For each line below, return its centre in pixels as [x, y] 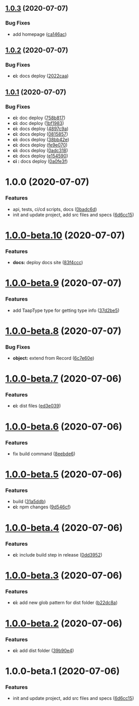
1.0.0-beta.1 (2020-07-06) [63, 671]
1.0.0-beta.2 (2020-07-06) [64, 623]
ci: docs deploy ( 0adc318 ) [40, 151]
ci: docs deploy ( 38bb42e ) [41, 140]
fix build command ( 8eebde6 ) [44, 454]
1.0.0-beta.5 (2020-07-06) [64, 474]
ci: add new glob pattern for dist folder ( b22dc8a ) [65, 603]
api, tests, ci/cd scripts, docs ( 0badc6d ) [55, 209]
